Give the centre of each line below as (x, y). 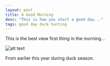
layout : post (19, 10)
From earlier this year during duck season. (50, 58)
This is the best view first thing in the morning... (55, 39)
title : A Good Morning (29, 15)
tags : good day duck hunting (36, 24)
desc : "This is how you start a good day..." (54, 19)
